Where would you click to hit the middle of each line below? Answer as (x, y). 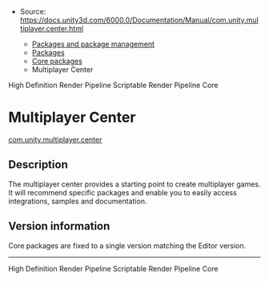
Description (38, 165)
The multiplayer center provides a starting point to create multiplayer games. (135, 184)
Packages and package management (93, 44)
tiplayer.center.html (52, 28)
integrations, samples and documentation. (78, 201)
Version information (59, 226)
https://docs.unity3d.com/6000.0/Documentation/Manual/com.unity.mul (139, 20)
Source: (33, 12)
